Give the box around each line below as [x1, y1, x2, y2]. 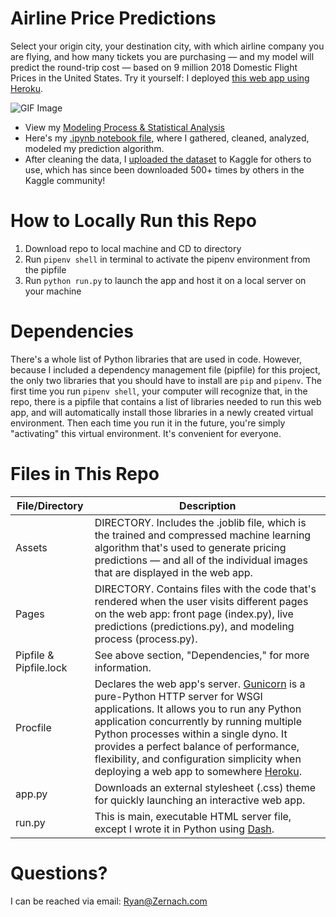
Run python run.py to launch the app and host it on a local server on [24, 274, 307, 286]
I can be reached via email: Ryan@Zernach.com [10, 895, 208, 907]
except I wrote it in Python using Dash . [94, 822, 275, 836]
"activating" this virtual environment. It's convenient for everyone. [10, 427, 282, 439]
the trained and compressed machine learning [94, 528, 312, 542]
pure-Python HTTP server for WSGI [94, 689, 263, 703]
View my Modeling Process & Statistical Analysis [24, 121, 226, 133]
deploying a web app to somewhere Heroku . [94, 764, 302, 778]
